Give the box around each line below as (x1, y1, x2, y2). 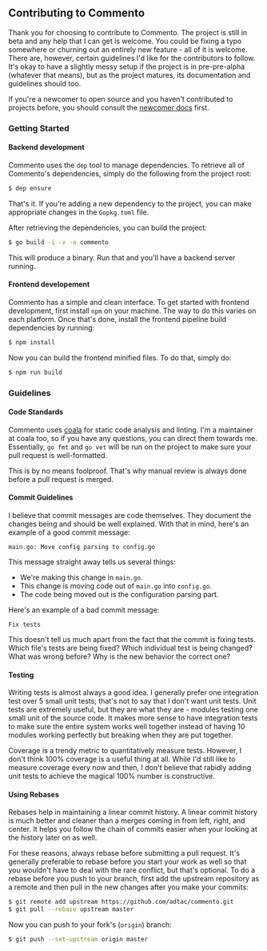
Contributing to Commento (8, 6, 145, 20)
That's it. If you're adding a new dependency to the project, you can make (8, 199, 252, 208)
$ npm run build (8, 368, 62, 376)
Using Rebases (8, 789, 60, 799)
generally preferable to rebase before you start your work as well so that (8, 857, 247, 867)
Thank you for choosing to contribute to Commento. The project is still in (8, 27, 248, 37)
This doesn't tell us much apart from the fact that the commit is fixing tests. (8, 634, 256, 644)
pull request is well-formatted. (8, 450, 108, 459)
